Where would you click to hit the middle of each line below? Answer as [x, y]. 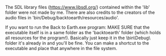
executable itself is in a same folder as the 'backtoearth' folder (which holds [83, 32]
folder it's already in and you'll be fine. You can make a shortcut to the [77, 43]
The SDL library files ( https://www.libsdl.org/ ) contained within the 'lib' [78, 7]
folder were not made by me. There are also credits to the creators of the [80, 12]
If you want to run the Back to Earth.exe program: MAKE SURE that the [78, 27]
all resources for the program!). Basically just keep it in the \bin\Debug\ [78, 38]
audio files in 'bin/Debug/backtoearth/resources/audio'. [62, 18]
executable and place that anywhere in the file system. [61, 48]
